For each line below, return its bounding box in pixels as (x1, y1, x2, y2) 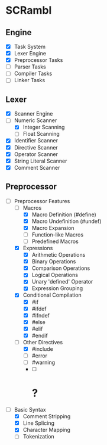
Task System (14, 43, 46, 50)
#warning (31, 359, 56, 366)
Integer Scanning (22, 123, 65, 131)
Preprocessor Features (14, 197, 70, 204)
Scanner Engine (14, 110, 53, 117)
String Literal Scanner (14, 157, 67, 164)
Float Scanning (22, 130, 60, 138)
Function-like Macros (31, 231, 84, 238)
